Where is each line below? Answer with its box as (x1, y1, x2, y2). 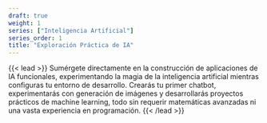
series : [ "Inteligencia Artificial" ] (8, 26, 134, 34)
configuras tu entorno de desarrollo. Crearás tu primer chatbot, (8, 81, 217, 90)
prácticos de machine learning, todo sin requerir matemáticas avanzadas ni (8, 97, 257, 107)
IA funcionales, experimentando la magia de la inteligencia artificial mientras (8, 72, 260, 81)
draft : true (8, 11, 48, 20)
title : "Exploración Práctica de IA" (8, 42, 134, 50)
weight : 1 (8, 19, 42, 27)
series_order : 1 (8, 34, 62, 42)
